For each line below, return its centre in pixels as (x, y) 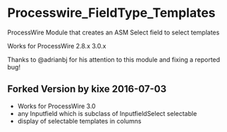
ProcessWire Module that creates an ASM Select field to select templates (114, 32)
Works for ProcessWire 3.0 (57, 106)
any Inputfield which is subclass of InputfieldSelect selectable (107, 113)
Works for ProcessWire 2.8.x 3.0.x (57, 46)
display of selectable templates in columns (79, 121)
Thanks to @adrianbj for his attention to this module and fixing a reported (114, 59)
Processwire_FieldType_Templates (111, 13)
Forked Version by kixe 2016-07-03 (87, 89)
